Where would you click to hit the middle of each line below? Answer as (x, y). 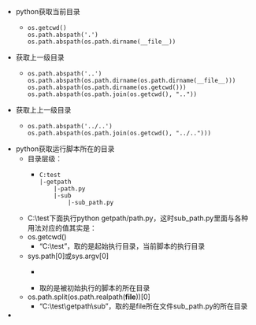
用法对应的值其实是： (62, 228)
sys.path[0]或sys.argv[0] (68, 256)
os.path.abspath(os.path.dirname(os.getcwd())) (107, 87)
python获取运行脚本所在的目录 (65, 149)
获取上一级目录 (40, 57)
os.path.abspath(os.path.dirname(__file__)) (102, 42)
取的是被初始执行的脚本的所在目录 (95, 288)
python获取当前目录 (48, 11)
